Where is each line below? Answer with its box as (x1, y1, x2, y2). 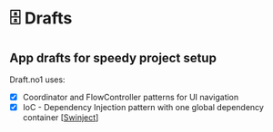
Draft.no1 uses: (9, 74, 66, 85)
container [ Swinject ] (22, 112, 99, 123)
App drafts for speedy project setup (9, 50, 217, 65)
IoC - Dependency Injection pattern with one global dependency (22, 102, 264, 113)
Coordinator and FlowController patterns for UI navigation (22, 92, 239, 102)
